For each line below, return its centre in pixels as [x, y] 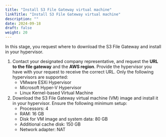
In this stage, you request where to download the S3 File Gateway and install [83, 47]
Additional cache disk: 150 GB [50, 124]
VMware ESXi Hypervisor [46, 82]
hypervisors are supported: [40, 77]
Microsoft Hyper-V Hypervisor [51, 87]
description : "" [22, 19]
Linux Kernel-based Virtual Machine [56, 93]
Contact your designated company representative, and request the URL [85, 61]
